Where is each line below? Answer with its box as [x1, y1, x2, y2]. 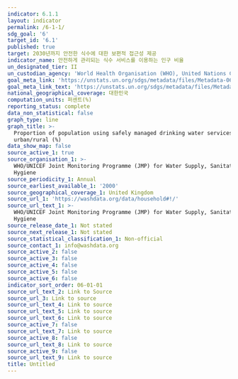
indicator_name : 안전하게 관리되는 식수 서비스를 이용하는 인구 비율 [7, 57, 184, 64]
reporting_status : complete [7, 103, 91, 110]
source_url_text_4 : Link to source [7, 301, 113, 309]
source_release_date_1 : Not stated [7, 222, 113, 229]
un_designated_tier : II [7, 63, 78, 70]
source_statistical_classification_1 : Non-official [7, 235, 163, 242]
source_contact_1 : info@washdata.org [7, 242, 119, 249]
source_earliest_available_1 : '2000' [7, 182, 119, 189]
